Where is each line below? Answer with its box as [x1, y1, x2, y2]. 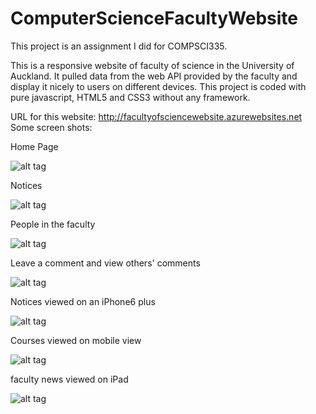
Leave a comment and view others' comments [10, 257, 201, 269]
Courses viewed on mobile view [10, 334, 142, 346]
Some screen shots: [10, 121, 93, 133]
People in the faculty [10, 218, 96, 230]
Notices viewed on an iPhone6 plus [10, 295, 156, 307]
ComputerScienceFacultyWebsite [10, 7, 299, 30]
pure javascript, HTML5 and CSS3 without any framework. [10, 91, 251, 103]
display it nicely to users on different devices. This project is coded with [10, 80, 307, 92]
